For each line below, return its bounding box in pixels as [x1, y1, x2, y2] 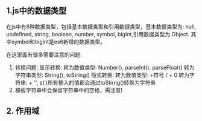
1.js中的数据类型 [6, 5, 67, 16]
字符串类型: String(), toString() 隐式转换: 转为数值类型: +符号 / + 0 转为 [14, 71, 190, 79]
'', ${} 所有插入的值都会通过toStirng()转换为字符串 [33, 79, 156, 86]
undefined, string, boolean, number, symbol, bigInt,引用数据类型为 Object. [6, 30, 190, 38]
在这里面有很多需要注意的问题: [6, 51, 83, 58]
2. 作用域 [6, 106, 40, 116]
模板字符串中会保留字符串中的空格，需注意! [14, 87, 122, 94]
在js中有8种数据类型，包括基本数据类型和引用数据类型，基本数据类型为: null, [6, 23, 196, 30]
